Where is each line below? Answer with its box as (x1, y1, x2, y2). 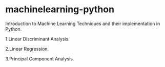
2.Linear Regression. (5, 46, 49, 52)
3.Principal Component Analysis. (5, 55, 74, 62)
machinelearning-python (5, 4, 114, 15)
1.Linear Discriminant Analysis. (5, 36, 70, 42)
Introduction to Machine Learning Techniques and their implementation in (5, 20, 160, 27)
